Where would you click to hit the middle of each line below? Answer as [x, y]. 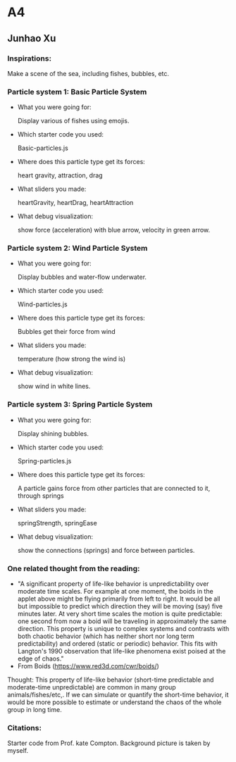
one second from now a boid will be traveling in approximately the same [122, 621]
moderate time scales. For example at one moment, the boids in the [115, 592]
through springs [41, 495]
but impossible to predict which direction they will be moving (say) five [120, 606]
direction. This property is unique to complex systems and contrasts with [123, 629]
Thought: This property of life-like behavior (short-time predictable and [111, 680]
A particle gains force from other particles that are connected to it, [114, 488]
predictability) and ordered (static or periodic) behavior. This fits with [118, 644]
